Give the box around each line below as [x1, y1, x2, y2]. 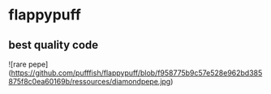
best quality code [8, 38, 99, 52]
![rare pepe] [8, 59, 49, 69]
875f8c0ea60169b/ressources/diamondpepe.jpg [8, 77, 171, 86]
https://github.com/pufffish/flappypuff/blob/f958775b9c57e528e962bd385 [11, 68, 263, 78]
